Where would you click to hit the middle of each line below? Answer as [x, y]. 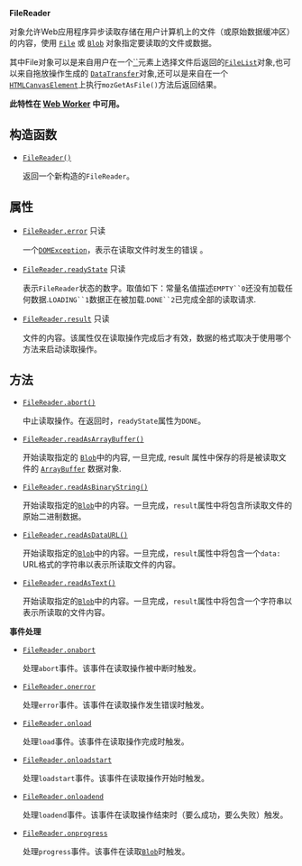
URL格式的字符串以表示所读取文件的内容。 [101, 565]
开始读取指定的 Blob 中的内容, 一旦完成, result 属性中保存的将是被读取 [151, 457]
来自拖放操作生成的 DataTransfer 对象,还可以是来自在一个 [122, 73]
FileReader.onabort [59, 650]
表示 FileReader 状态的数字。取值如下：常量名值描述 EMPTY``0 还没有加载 [154, 288]
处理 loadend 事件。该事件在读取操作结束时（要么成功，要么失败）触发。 [155, 815]
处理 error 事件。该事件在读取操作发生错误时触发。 [115, 705]
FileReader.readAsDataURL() [75, 536]
